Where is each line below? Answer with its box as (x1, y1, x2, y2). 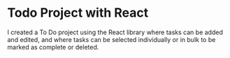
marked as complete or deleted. (7, 43, 99, 51)
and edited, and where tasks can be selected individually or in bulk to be (7, 35, 216, 43)
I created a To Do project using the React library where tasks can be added (7, 28, 224, 36)
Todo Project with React (7, 5, 149, 21)
